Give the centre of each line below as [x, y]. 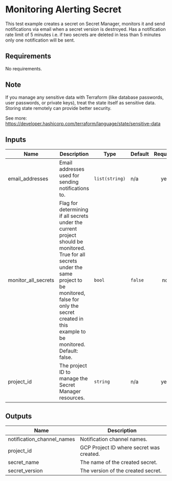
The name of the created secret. [119, 462]
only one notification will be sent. [40, 40]
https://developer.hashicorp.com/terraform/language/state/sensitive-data [83, 123]
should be [71, 242]
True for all [72, 254]
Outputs [19, 416]
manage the [73, 379]
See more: [16, 118]
